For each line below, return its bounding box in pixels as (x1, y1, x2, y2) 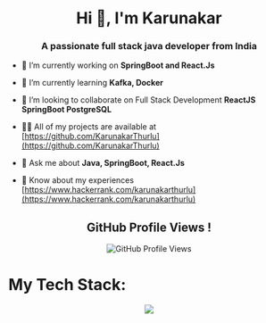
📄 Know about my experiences (21, 175, 135, 186)
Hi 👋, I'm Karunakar (76, 8, 222, 29)
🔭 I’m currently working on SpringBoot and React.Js (21, 60, 215, 70)
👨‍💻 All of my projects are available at (21, 121, 157, 132)
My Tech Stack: (8, 275, 127, 295)
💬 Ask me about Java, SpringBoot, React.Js (21, 158, 185, 169)
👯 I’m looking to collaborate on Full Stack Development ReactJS (21, 95, 256, 105)
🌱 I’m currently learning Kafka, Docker (21, 78, 164, 88)
